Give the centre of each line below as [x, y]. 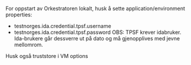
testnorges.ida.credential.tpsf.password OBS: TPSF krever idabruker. [98, 32]
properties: [19, 15]
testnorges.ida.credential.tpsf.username [62, 26]
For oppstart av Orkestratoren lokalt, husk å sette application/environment [95, 8]
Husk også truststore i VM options [47, 56]
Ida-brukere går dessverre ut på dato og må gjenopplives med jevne [97, 38]
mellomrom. [29, 45]
